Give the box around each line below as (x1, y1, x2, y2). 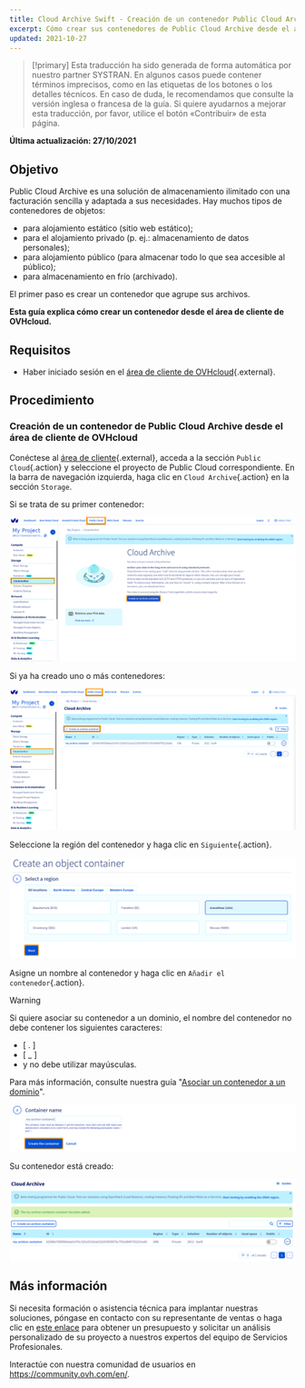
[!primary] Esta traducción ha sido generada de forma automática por (31, 60, 292, 71)
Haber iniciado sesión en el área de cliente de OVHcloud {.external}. (22, 366, 276, 377)
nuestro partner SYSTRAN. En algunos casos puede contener (31, 69, 262, 81)
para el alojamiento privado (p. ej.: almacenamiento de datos (22, 233, 250, 244)
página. (31, 118, 61, 129)
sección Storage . (9, 481, 73, 492)
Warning (9, 995, 41, 1006)
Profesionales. (9, 1341, 64, 1352)
